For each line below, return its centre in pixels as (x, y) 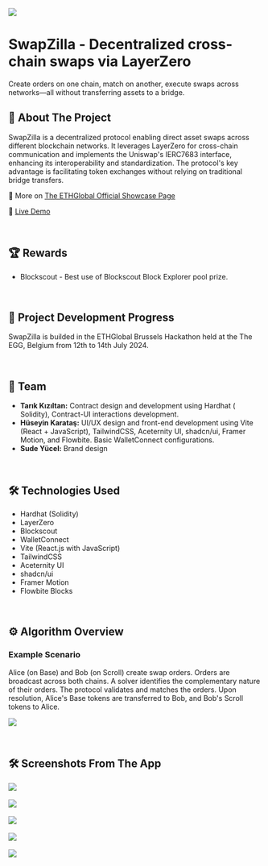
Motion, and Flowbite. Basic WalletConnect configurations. (117, 440)
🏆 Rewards (38, 253)
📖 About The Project (60, 118)
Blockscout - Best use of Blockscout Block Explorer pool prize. (124, 276)
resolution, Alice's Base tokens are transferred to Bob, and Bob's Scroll (126, 698)
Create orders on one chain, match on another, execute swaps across (124, 84)
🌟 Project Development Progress (91, 317)
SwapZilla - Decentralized (97, 45)
